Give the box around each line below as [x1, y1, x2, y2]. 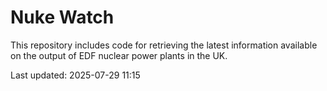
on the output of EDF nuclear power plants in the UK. [10, 49, 228, 61]
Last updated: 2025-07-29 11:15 [10, 69, 141, 81]
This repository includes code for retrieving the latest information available [10, 39, 318, 51]
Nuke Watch [10, 6, 115, 29]
